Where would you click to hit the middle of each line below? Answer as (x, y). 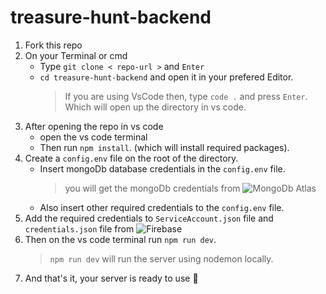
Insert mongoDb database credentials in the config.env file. (162, 168)
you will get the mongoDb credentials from (152, 188)
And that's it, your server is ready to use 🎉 (111, 278)
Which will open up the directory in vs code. (155, 107)
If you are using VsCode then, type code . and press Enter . (186, 96)
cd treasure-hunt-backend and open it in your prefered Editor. (166, 77)
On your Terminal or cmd (76, 55)
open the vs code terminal (93, 137)
